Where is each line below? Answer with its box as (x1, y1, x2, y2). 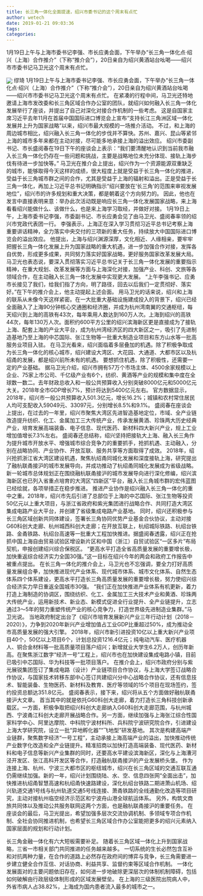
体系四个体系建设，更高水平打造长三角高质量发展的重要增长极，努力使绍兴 (6, 576, 192, 583)
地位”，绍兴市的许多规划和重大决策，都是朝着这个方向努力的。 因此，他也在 (6, 190, 196, 197)
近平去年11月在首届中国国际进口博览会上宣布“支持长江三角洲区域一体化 (16, 114, 193, 122)
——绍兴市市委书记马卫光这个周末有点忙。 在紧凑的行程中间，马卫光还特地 (6, 92, 193, 99)
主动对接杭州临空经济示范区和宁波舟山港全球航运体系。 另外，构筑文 (16, 794, 188, 802)
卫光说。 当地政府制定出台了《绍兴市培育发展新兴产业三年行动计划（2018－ (6, 613, 195, 620)
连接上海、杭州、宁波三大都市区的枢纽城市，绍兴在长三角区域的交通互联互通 (6, 764, 197, 771)
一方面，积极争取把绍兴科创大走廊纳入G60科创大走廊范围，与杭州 (22, 704, 186, 711)
